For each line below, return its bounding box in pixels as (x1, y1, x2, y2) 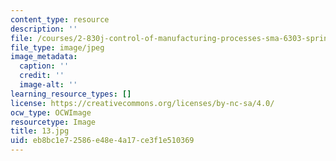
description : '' (10, 24, 78, 34)
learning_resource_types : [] (10, 89, 132, 99)
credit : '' (19, 71, 65, 81)
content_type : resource (10, 14, 110, 25)
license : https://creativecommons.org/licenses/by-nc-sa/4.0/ (10, 98, 275, 108)
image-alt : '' (19, 80, 78, 90)
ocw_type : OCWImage (10, 107, 92, 118)
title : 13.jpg (10, 126, 70, 136)
